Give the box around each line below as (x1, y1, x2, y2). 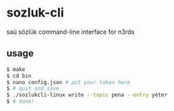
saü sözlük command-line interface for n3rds (6, 28, 135, 36)
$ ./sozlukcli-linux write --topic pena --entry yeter (6, 92, 168, 99)
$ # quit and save (6, 85, 59, 92)
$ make (6, 65, 26, 73)
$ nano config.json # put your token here (6, 79, 130, 85)
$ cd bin (6, 72, 32, 79)
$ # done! (6, 98, 35, 105)
